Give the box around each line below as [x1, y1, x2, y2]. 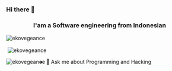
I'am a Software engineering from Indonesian [33, 21, 166, 29]
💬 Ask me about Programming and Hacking [46, 58, 152, 65]
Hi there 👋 [6, 5, 36, 14]
